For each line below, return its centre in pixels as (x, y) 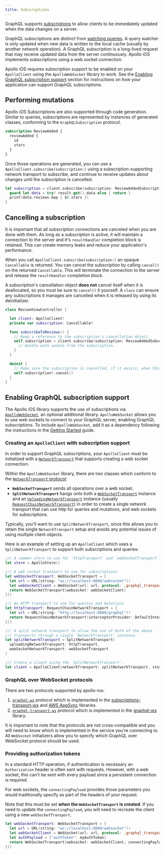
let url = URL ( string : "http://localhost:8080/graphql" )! (70, 613)
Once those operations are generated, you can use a (58, 163)
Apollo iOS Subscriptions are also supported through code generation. (76, 112)
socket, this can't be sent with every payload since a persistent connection (81, 775)
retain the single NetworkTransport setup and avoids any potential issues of (81, 529)
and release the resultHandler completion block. (55, 275)
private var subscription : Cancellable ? (51, 323)
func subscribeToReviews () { (39, 332)
